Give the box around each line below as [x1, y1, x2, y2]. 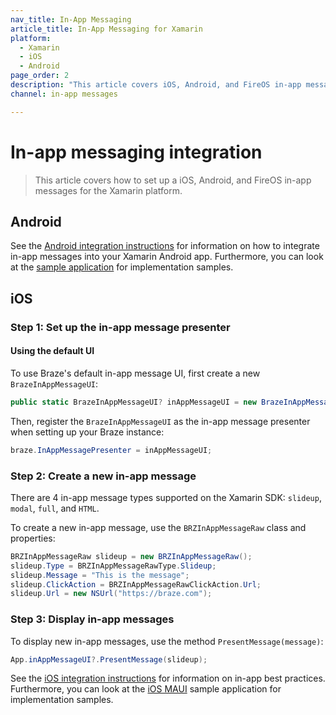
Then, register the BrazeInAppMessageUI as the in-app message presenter [10, 415, 311, 427]
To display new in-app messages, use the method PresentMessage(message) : [10, 635, 324, 647]
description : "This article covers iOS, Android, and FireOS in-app [10, 80, 302, 90]
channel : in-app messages [10, 89, 118, 99]
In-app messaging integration [10, 141, 263, 163]
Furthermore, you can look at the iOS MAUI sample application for [10, 683, 282, 695]
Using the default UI [10, 345, 95, 357]
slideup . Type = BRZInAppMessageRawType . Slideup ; [10, 561, 217, 571]
